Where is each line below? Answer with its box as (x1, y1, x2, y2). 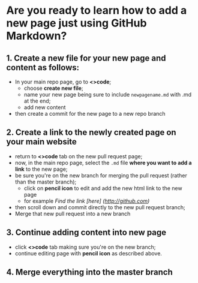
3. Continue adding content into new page (6, 227, 167, 237)
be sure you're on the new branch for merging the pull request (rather (14, 171, 187, 179)
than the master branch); (14, 178, 77, 185)
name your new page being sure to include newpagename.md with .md (23, 91, 192, 98)
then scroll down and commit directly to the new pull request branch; (14, 203, 185, 210)
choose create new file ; (23, 85, 83, 92)
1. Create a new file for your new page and (6, 53, 166, 63)
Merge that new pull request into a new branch (14, 210, 131, 217)
